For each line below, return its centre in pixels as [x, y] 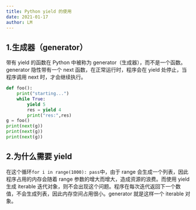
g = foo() [18, 121]
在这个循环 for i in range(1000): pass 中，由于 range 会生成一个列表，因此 [97, 171]
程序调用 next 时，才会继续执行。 [46, 77]
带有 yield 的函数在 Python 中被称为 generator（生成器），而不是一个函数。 [96, 62]
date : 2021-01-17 [27, 17]
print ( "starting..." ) [43, 94]
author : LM [19, 22]
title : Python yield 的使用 [39, 11]
